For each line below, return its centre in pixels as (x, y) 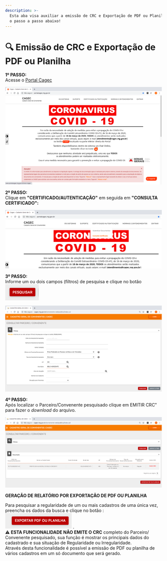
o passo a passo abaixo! (35, 21)
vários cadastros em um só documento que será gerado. (63, 554)
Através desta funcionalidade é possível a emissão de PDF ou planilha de (80, 548)
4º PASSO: (16, 400)
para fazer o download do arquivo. (41, 410)
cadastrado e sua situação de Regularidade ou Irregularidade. (68, 543)
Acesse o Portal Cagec (29, 80)
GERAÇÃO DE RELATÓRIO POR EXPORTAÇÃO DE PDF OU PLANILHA (76, 496)
